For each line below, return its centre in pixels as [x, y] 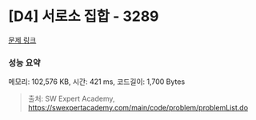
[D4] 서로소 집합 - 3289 [84, 16]
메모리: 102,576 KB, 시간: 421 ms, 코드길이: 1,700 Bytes [97, 82]
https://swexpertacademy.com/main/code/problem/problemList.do [138, 108]
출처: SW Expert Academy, [71, 99]
